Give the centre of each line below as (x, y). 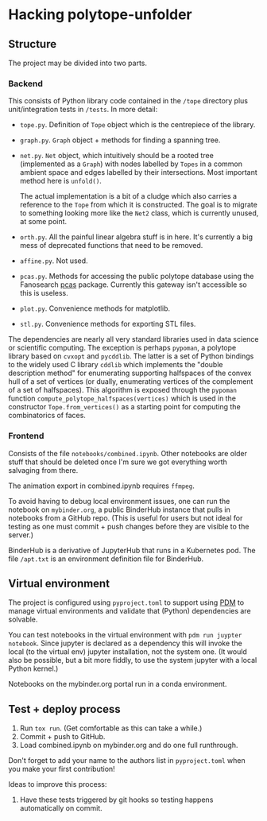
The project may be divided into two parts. (78, 63)
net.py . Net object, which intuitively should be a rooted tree (117, 156)
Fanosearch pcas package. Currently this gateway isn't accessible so (133, 285)
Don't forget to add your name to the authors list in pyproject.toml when (127, 761)
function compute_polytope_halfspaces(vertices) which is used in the (122, 398)
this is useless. (44, 293)
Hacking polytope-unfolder (100, 15)
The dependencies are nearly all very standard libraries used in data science (133, 339)
